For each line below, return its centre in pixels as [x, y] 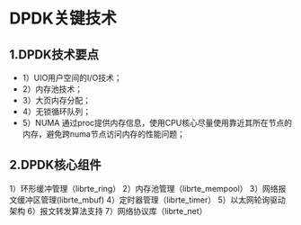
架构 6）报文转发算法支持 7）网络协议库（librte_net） [108, 211]
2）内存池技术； [53, 89]
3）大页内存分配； [57, 100]
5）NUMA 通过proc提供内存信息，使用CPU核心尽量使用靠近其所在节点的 [157, 123]
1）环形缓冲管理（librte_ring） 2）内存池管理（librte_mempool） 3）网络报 [148, 188]
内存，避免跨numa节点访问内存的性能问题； [104, 134]
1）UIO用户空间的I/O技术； [72, 78]
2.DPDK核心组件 [55, 165]
